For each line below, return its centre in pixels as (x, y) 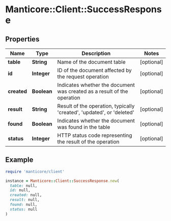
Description (96, 53)
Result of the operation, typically (96, 106)
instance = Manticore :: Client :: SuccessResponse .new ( (62, 181)
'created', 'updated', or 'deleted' (96, 112)
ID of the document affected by (95, 70)
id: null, (20, 190)
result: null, (25, 200)
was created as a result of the (93, 91)
